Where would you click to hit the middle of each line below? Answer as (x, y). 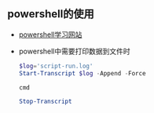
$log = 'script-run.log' (56, 66)
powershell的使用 (51, 14)
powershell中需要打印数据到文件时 (74, 51)
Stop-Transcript (45, 102)
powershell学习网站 (50, 35)
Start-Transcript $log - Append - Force (82, 73)
